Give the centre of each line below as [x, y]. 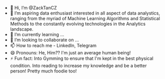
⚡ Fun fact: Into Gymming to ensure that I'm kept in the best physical [82, 58]
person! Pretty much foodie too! [43, 71]
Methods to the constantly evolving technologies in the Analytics [78, 24]
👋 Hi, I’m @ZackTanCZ [34, 8]
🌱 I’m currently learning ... [37, 34]
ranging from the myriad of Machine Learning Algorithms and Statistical [85, 18]
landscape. [22, 29]
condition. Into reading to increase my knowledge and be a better [78, 66]
